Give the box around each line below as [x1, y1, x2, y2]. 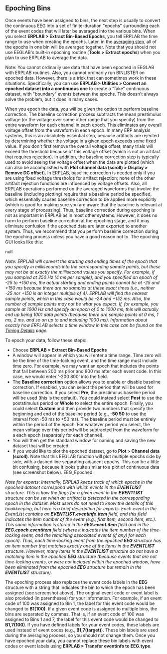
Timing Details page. [5, 328, 48, 334]
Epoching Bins [5, 4, 51, 13]
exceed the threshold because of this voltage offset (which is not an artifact [5, 148, 161, 154]
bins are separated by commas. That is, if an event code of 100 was [5, 611, 145, 617]
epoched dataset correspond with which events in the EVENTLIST [5, 484, 142, 490]
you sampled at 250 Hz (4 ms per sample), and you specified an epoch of [5, 274, 158, 280]
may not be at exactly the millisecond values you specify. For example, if [5, 269, 155, 275]
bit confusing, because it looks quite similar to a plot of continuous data [12, 464, 160, 470]
